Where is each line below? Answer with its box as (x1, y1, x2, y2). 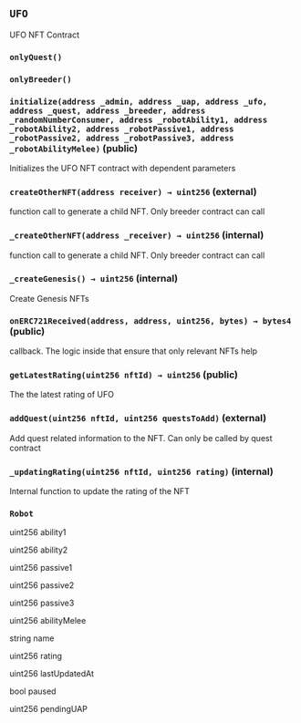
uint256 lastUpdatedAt (9, 668, 94, 679)
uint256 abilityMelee (9, 615, 87, 626)
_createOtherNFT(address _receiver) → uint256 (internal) (9, 229, 265, 242)
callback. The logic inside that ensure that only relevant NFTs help (9, 346, 258, 356)
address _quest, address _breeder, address (9, 105, 206, 116)
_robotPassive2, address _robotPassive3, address (9, 132, 234, 143)
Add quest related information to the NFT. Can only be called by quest (9, 432, 273, 443)
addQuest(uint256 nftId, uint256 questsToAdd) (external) (9, 412, 267, 425)
